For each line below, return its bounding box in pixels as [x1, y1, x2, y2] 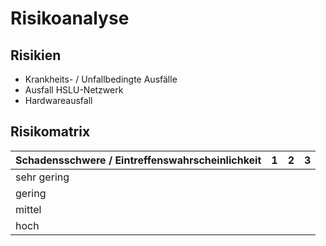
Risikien [10, 47, 62, 64]
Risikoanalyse [10, 7, 130, 30]
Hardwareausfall [24, 95, 93, 106]
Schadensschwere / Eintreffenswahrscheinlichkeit [15, 153, 262, 167]
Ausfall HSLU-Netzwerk [24, 84, 124, 96]
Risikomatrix [10, 123, 91, 141]
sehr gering [15, 170, 70, 184]
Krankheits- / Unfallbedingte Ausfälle [24, 73, 178, 85]
